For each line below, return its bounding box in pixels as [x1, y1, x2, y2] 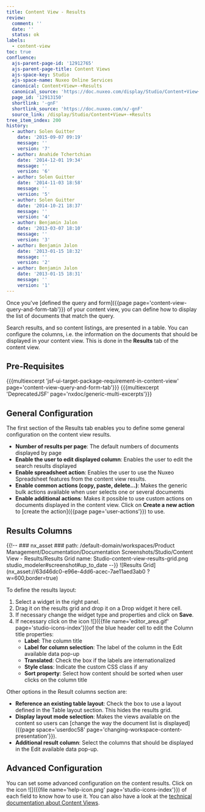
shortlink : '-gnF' [12, 100, 59, 106]
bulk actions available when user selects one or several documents [15, 488, 184, 496]
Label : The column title [24, 637, 82, 645]
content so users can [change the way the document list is [15, 720, 163, 727]
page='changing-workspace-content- [86, 726, 182, 734]
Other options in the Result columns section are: [6, 688, 128, 696]
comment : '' [12, 20, 43, 26]
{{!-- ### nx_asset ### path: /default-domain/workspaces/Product [6, 542, 175, 549]
